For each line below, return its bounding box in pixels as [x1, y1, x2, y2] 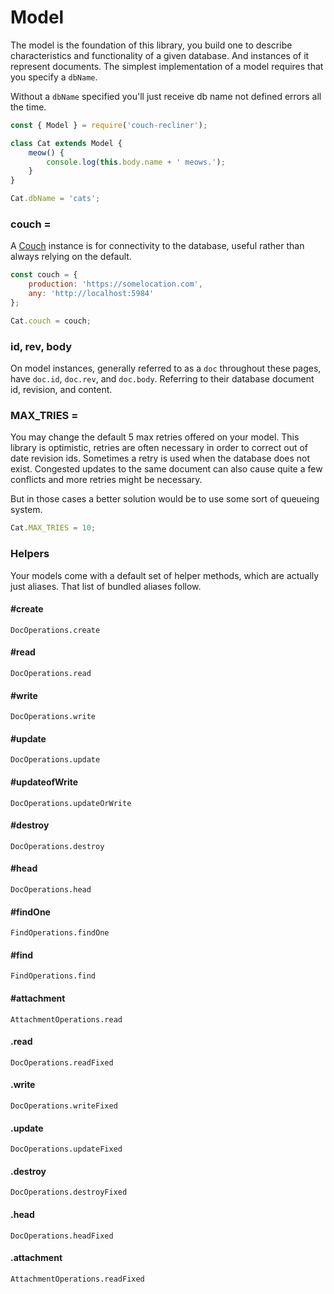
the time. [10, 101, 47, 113]
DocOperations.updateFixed [10, 1144, 123, 1155]
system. [10, 504, 43, 516]
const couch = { [10, 270, 78, 280]
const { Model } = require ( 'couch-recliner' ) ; [10, 120, 208, 130]
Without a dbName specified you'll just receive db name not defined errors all [10, 90, 322, 102]
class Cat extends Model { [10, 138, 123, 148]
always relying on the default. [10, 251, 132, 263]
